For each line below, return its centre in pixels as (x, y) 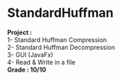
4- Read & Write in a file (41, 62)
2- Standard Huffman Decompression (61, 47)
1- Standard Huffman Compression (57, 39)
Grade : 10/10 (27, 69)
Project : (20, 32)
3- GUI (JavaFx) (30, 55)
